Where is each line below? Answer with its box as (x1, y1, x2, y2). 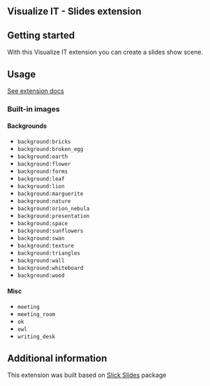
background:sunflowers (17, 227, 84, 235)
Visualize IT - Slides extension (7, 6, 142, 17)
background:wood (17, 272, 65, 279)
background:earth (17, 153, 68, 160)
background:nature (17, 198, 71, 205)
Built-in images (7, 104, 61, 114)
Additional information (7, 352, 107, 364)
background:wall (17, 257, 65, 264)
